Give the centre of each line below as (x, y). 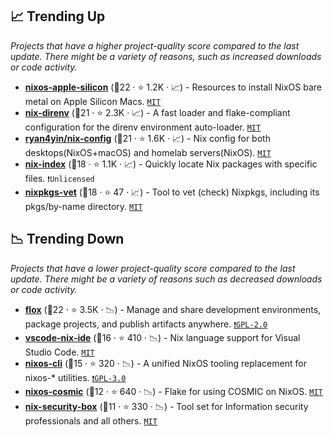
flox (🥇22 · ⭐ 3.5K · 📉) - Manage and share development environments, (173, 309)
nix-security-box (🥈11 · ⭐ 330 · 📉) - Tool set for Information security (166, 406)
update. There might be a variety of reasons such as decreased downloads (166, 279)
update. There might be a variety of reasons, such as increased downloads (166, 56)
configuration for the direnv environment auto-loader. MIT (143, 127)
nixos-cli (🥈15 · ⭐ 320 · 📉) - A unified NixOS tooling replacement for (165, 363)
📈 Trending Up (58, 16)
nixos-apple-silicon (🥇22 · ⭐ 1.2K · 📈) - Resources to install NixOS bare (173, 87)
